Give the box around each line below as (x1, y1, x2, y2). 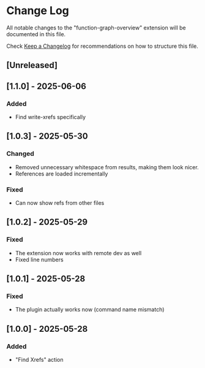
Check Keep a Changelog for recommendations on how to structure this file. (6, 42, 199, 50)
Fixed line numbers (15, 256, 64, 263)
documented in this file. (6, 30, 66, 37)
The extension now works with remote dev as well (15, 249, 142, 256)
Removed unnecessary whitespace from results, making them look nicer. (15, 163, 199, 171)
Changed (6, 150, 35, 158)
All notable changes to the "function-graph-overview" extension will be (6, 24, 186, 31)
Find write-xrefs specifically (15, 113, 86, 121)
